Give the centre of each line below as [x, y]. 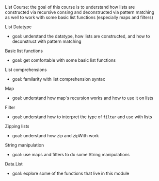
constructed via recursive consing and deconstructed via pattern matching [80, 12]
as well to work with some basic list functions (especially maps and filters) [79, 17]
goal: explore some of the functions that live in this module [71, 173]
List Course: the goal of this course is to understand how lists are [70, 7]
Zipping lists [17, 126]
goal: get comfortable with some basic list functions [64, 60]
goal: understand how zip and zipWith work [56, 136]
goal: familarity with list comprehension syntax [58, 79]
